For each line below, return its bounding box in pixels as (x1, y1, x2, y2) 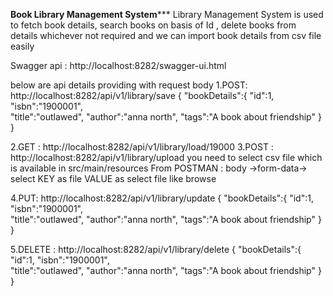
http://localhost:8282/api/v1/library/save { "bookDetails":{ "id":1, (10, 90, 275, 101)
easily (10, 40, 35, 52)
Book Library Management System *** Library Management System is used (10, 9, 324, 20)
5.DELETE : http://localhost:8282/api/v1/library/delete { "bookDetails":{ (10, 244, 302, 255)
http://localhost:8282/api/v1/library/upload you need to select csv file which (10, 152, 323, 163)
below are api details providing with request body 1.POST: (10, 79, 248, 91)
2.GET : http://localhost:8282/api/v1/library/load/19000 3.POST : (10, 141, 274, 153)
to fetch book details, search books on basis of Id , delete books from (10, 19, 297, 31)
